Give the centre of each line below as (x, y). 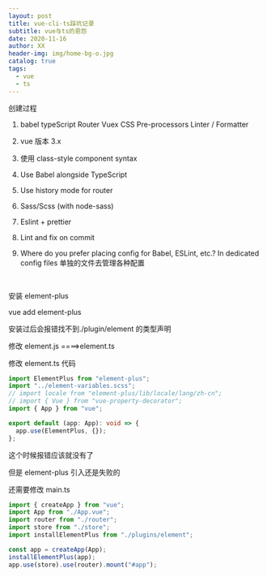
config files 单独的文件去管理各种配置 (83, 263)
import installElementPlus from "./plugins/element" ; (101, 535)
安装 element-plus (38, 295)
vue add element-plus (45, 312)
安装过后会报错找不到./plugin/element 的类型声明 (90, 329)
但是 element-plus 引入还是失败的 (64, 472)
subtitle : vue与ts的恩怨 (48, 31)
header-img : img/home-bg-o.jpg (61, 54)
